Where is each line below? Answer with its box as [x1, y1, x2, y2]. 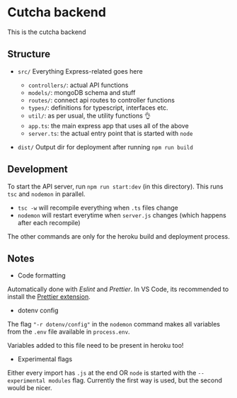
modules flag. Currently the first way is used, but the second [48, 376, 223, 385]
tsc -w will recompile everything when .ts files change [17, 203, 178, 212]
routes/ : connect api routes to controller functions [28, 96, 175, 104]
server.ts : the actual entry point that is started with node [28, 129, 193, 137]
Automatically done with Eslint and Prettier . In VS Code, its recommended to [7, 285, 229, 294]
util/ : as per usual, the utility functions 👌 [28, 111, 151, 120]
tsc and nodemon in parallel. [7, 189, 86, 198]
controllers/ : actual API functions [28, 81, 129, 89]
